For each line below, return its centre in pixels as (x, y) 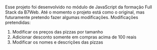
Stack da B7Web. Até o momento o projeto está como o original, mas (75, 12)
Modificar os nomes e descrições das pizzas (58, 42)
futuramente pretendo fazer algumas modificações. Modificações (72, 17)
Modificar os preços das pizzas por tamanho (58, 32)
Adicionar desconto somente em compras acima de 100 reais (74, 37)
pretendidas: (18, 22)
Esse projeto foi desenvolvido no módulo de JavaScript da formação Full (79, 7)
